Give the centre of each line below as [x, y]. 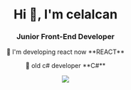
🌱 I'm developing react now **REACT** [65, 52]
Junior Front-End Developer [65, 37]
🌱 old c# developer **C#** [65, 66]
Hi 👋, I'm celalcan [65, 15]
